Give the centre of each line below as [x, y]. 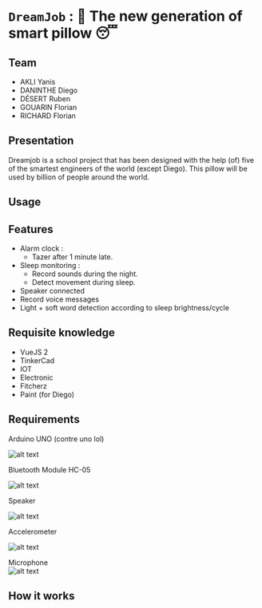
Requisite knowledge [62, 333]
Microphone [28, 563]
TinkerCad [37, 360]
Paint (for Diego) [47, 394]
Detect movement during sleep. [83, 282]
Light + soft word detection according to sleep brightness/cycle [125, 308]
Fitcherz [34, 385]
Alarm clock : [42, 249]
